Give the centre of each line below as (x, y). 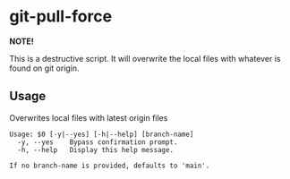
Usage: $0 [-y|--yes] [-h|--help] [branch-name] (102, 134)
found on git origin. (44, 68)
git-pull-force (61, 17)
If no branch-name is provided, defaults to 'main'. (110, 166)
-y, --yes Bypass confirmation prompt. (98, 142)
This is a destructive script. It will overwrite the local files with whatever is (145, 58)
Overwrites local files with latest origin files (89, 117)
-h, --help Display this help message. (96, 149)
